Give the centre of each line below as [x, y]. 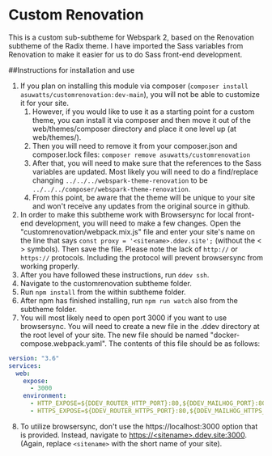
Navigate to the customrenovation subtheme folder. [106, 283]
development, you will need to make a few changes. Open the [138, 223]
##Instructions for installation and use [72, 70]
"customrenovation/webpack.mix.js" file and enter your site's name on [137, 231]
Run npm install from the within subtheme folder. [103, 292]
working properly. [49, 266]
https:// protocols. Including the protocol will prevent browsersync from [141, 257]
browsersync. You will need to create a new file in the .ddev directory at [140, 326]
